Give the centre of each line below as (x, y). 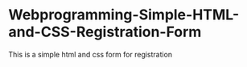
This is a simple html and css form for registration (91, 54)
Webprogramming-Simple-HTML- (124, 15)
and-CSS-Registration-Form (105, 32)
